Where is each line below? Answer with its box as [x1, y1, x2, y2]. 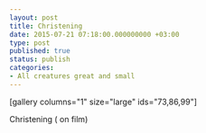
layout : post [9, 13, 59, 22]
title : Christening [9, 22, 83, 31]
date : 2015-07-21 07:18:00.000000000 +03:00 [9, 30, 180, 39]
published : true [9, 47, 70, 56]
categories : [9, 64, 54, 73]
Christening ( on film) [9, 113, 89, 124]
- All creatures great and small [9, 72, 136, 81]
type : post [9, 38, 51, 48]
